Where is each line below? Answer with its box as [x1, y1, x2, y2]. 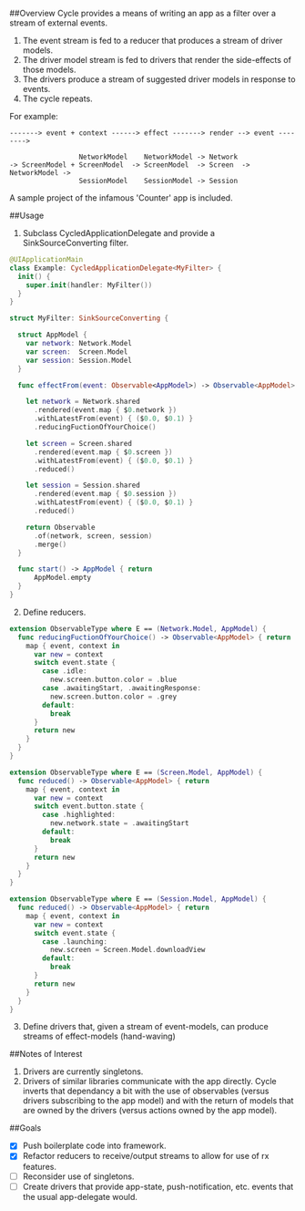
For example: [9, 111, 59, 121]
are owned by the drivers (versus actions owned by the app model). [22, 1105, 278, 1116]
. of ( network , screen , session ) [33, 531, 153, 541]
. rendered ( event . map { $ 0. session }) [33, 490, 178, 499]
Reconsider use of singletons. [22, 1171, 135, 1182]
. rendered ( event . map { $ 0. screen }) [33, 447, 173, 457]
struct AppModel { [17, 330, 88, 340]
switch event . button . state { [33, 802, 145, 811]
